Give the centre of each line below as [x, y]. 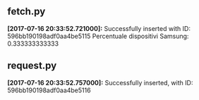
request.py [32, 66]
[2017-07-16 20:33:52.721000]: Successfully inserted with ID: [99, 28]
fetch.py [26, 12]
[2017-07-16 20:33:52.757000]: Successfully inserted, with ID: [100, 82]
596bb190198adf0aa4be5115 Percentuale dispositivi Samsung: [98, 36]
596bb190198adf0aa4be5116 [49, 90]
